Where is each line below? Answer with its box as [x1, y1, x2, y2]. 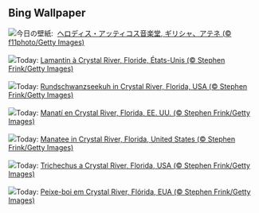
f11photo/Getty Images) [8, 37, 85, 47]
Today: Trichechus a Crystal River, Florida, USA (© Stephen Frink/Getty [16, 161, 251, 170]
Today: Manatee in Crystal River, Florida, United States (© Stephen [16, 134, 236, 144]
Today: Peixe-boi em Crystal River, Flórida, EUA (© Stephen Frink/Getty [16, 187, 251, 196]
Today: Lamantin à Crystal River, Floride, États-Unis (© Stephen [16, 55, 226, 64]
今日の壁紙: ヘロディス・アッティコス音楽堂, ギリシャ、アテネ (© [16, 28, 232, 38]
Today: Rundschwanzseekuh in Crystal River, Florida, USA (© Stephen [16, 81, 248, 91]
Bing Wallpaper [8, 6, 86, 20]
